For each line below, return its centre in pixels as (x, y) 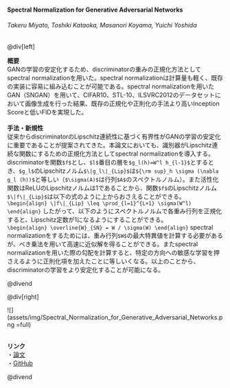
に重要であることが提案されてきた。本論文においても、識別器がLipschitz (110, 145)
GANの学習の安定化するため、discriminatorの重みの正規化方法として (104, 69)
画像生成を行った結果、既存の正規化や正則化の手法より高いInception (122, 104)
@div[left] (21, 46)
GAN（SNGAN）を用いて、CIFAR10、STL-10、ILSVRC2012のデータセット (111, 95)
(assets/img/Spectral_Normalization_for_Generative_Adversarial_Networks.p (115, 317)
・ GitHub (20, 363)
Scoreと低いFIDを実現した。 (47, 112)
